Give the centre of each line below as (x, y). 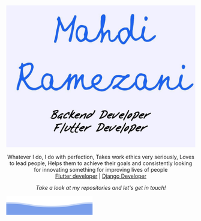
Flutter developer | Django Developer (101, 176)
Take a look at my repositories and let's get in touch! (101, 188)
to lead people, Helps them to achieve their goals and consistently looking (101, 163)
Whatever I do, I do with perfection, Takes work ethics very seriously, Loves (101, 157)
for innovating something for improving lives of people (101, 170)
